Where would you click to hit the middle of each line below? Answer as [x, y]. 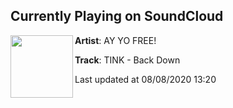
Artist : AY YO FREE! [115, 40]
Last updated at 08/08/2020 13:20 [145, 79]
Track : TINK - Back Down [127, 60]
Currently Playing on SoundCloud [117, 16]
